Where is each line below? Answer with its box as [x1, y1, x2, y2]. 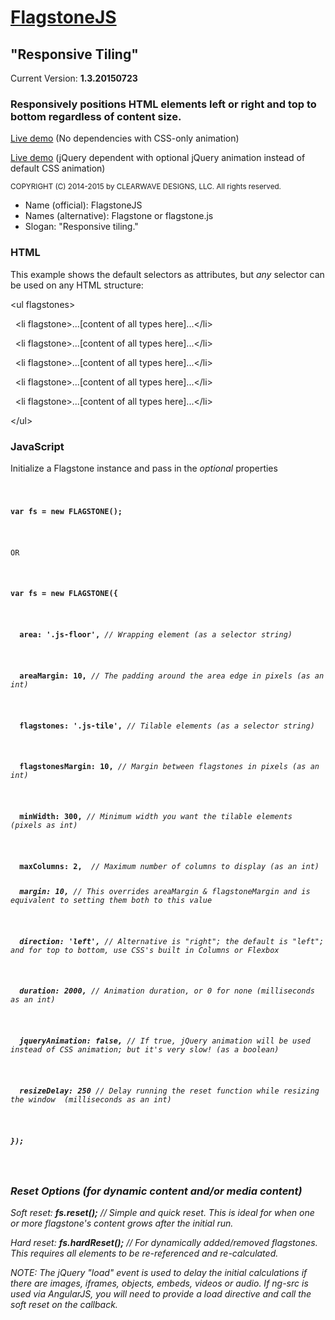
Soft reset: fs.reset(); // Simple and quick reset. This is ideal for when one [10, 1207, 315, 1219]
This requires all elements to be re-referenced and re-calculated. [10, 1247, 279, 1260]
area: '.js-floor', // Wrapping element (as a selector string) [19, 630, 293, 640]
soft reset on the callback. [10, 1299, 118, 1311]
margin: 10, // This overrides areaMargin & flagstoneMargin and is [19, 886, 311, 896]
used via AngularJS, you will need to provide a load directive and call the [10, 1288, 312, 1300]
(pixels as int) [10, 821, 78, 831]
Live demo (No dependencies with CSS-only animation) [10, 132, 240, 145]
